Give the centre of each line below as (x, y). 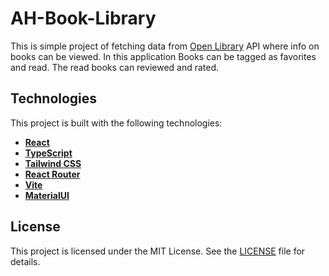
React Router (52, 174)
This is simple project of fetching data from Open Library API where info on (165, 46)
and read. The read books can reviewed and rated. (115, 67)
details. (25, 261)
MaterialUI (47, 195)
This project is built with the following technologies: (116, 123)
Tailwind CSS (53, 163)
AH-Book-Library (83, 18)
